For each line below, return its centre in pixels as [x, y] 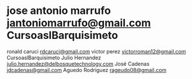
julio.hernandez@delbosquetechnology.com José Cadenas [78, 64]
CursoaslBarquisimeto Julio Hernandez [54, 58]
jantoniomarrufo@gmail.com [79, 23]
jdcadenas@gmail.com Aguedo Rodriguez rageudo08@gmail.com [87, 70]
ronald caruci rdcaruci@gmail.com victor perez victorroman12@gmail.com [97, 51]
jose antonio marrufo [59, 11]
